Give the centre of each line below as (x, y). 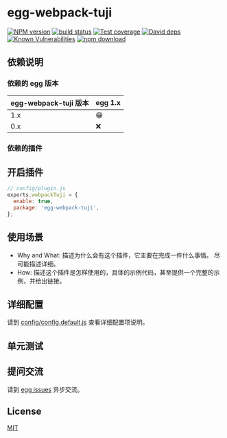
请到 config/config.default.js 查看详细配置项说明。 (78, 322)
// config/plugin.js (37, 189)
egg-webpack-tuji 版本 (50, 103)
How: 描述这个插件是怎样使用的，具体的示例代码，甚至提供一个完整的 (115, 272)
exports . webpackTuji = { (43, 195)
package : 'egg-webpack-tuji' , (56, 207)
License (24, 411)
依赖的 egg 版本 (33, 84)
